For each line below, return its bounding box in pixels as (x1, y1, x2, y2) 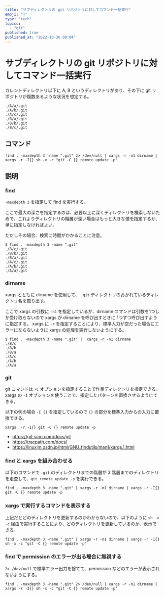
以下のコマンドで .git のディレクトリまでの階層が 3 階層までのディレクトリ (5, 469, 159, 475)
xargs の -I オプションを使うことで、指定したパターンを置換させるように (5, 392, 154, 398)
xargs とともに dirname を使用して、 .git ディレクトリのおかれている (5, 291, 147, 297)
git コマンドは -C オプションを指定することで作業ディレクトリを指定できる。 (5, 386, 161, 392)
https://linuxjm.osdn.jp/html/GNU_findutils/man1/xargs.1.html (12, 444, 134, 450)
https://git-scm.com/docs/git (12, 433, 71, 439)
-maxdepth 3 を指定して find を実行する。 (5, 199, 89, 205)
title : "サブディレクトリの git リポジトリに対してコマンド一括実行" (5, 7, 132, 12)
